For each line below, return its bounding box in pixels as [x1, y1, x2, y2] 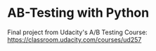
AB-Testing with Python [7, 5, 150, 21]
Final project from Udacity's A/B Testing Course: [7, 28, 148, 36]
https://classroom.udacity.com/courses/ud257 [7, 35, 142, 43]
